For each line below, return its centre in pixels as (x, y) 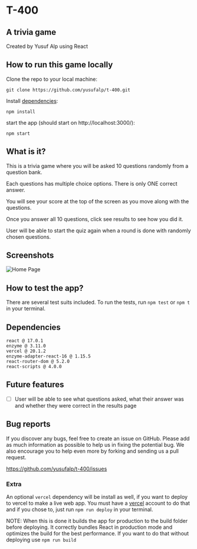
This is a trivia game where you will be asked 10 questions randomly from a (97, 165)
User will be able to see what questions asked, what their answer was (99, 399)
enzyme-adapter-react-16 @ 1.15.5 (49, 356)
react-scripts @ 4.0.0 (34, 367)
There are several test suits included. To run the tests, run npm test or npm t (98, 303)
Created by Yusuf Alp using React (47, 46)
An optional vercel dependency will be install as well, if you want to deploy (97, 497)
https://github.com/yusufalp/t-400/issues (57, 469)
